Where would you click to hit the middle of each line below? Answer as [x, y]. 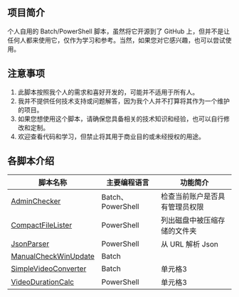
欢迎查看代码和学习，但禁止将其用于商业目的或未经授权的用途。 [111, 136]
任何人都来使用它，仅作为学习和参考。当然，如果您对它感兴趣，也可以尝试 [116, 40]
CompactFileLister [42, 225]
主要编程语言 [128, 183]
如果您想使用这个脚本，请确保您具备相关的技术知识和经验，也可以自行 [121, 119]
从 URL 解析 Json [190, 244]
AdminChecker [36, 201]
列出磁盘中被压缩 [190, 220]
